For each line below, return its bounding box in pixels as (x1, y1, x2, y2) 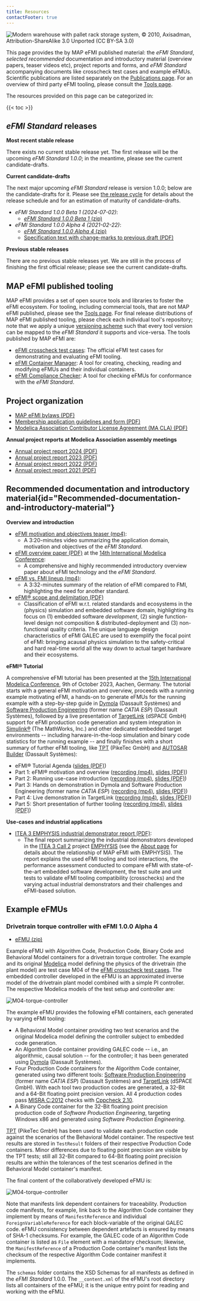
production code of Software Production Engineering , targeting (14, 1110, 171, 1117)
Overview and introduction (6, 518, 75, 525)
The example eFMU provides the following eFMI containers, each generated (6, 1009, 193, 1016)
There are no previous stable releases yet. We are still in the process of (6, 257, 181, 265)
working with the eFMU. (6, 1288, 65, 1296)
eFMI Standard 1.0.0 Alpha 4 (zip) (23, 228, 107, 235)
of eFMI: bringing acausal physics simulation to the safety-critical (23, 638, 185, 645)
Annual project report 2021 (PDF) (14, 466, 97, 473)
